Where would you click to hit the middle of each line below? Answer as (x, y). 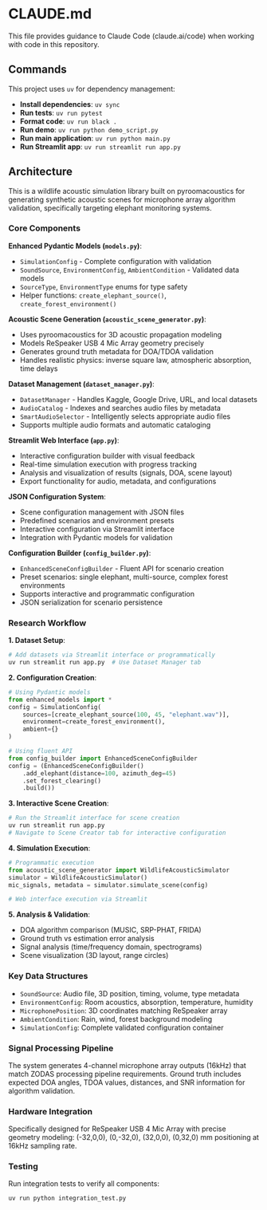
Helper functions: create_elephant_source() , (93, 295)
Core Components (45, 228)
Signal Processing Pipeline (61, 1048)
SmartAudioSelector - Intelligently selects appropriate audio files (125, 416)
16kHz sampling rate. (43, 1146)
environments (42, 585)
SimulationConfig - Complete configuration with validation (116, 261)
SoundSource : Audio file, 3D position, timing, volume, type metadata (130, 993)
